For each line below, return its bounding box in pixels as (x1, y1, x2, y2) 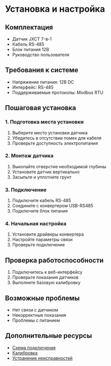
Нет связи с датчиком (12, 307, 59, 313)
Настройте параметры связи (12, 237, 73, 243)
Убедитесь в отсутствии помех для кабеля (12, 135, 102, 141)
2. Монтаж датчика (5, 152, 54, 159)
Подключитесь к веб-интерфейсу (12, 269, 83, 275)
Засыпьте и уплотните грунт (12, 174, 72, 180)
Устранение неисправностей (12, 355, 73, 361)
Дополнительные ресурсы (5, 332, 92, 340)
